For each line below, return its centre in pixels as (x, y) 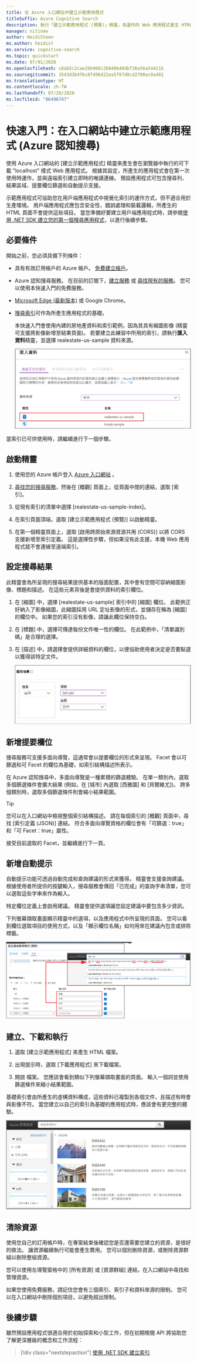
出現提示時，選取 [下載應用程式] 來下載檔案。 (69, 1065)
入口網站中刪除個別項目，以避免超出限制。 (67, 1297)
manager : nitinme (27, 31)
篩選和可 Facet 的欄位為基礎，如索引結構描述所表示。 (71, 765)
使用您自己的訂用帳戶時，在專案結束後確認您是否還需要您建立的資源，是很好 (98, 1243)
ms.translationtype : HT (35, 81)
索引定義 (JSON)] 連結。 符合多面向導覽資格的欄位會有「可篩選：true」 (101, 823)
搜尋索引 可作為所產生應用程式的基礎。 (61, 313)
